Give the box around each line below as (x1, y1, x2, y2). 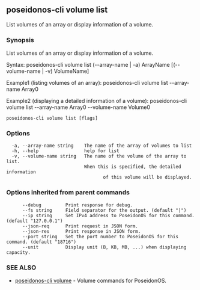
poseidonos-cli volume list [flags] (6, 116, 98, 122)
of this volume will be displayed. (103, 174, 192, 180)
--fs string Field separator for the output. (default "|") (22, 207, 187, 213)
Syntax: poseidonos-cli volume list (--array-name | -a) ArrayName (6, 61, 170, 69)
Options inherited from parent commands (6, 188, 130, 197)
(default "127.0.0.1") (6, 218, 63, 224)
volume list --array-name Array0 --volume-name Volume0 (6, 103, 150, 111)
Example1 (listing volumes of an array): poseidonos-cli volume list (6, 79, 168, 87)
